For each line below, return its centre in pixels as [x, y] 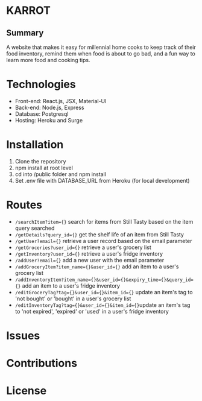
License [27, 391]
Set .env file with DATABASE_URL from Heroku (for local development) [102, 180]
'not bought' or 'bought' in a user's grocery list [73, 298]
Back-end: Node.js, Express [49, 107]
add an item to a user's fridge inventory [71, 286]
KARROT [29, 11]
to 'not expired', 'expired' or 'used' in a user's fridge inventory [92, 311]
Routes [24, 205]
